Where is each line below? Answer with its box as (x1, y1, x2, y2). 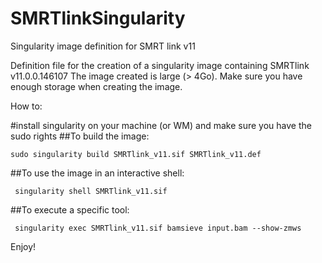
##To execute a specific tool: (10, 203, 130, 216)
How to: (10, 100, 43, 112)
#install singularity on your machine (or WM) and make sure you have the (10, 119, 312, 131)
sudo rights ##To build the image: (10, 130, 150, 142)
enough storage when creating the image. (10, 80, 183, 92)
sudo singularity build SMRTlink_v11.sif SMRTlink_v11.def (10, 149, 262, 159)
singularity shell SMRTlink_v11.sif (14, 186, 168, 196)
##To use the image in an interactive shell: (10, 167, 185, 179)
